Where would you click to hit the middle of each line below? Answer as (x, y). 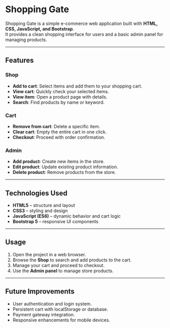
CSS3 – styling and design (40, 211)
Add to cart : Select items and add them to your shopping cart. (77, 86)
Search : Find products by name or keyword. (58, 102)
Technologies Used (36, 193)
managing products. (26, 40)
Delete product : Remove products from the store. (64, 172)
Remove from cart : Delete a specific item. (56, 126)
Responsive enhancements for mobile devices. (61, 320)
